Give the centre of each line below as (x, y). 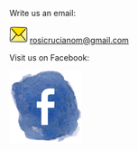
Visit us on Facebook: (50, 57)
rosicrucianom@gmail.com (79, 40)
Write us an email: (43, 13)
